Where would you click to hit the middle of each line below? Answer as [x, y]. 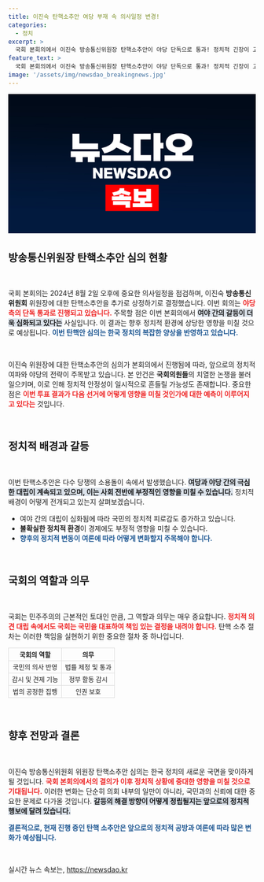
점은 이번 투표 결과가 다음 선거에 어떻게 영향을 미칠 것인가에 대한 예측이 [115, 395]
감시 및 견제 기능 [35, 679]
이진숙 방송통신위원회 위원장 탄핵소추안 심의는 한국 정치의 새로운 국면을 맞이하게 [131, 771]
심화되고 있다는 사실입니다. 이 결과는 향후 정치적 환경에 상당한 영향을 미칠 [128, 323]
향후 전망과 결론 [44, 736]
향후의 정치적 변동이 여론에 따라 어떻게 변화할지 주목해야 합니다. [116, 538]
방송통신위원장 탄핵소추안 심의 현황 [88, 257]
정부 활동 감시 [88, 679]
